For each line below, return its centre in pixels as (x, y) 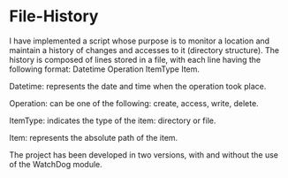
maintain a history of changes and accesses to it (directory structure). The (144, 50)
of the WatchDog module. (56, 164)
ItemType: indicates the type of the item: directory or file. (113, 120)
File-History (54, 16)
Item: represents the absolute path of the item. (94, 137)
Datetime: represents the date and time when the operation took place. (138, 86)
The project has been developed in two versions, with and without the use (144, 155)
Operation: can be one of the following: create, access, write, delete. (134, 103)
